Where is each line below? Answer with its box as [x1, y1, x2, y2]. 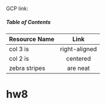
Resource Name [9, 35, 54, 43]
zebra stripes [9, 64, 46, 72]
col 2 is [9, 54, 29, 62]
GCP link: [6, 5, 29, 12]
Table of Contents [6, 18, 51, 25]
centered [66, 54, 91, 62]
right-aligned [60, 45, 97, 53]
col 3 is [9, 45, 29, 53]
